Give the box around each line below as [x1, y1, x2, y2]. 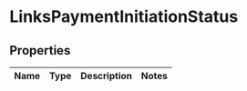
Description [80, 70, 132, 82]
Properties [9, 43, 71, 58]
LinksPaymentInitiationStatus [9, 6, 239, 27]
